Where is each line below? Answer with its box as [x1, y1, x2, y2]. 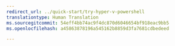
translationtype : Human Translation [6, 14, 99, 20]
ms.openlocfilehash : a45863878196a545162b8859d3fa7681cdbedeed [6, 25, 170, 32]
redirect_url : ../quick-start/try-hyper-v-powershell [6, 8, 145, 15]
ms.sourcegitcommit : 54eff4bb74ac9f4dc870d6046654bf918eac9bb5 [6, 20, 170, 26]
